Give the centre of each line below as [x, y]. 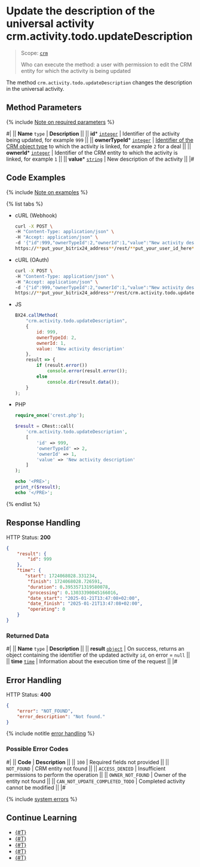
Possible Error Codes [37, 749]
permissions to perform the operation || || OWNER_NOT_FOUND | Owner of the [96, 774]
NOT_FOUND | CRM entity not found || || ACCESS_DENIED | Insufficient [86, 768]
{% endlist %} [23, 504]
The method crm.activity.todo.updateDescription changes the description [99, 82]
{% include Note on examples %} [47, 192]
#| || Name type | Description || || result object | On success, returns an [95, 649]
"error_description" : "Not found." [61, 716]
